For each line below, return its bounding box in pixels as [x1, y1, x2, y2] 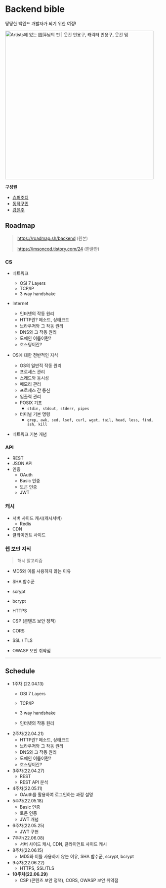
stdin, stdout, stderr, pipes [27, 406, 89, 412]
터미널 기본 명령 [19, 411, 50, 417]
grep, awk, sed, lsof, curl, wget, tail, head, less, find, [27, 418, 154, 423]
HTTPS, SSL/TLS [19, 865, 54, 871]
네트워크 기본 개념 [12, 431, 47, 437]
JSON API [12, 461, 33, 467]
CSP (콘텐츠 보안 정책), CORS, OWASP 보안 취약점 [19, 877, 119, 883]
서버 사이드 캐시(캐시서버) [12, 515, 62, 521]
